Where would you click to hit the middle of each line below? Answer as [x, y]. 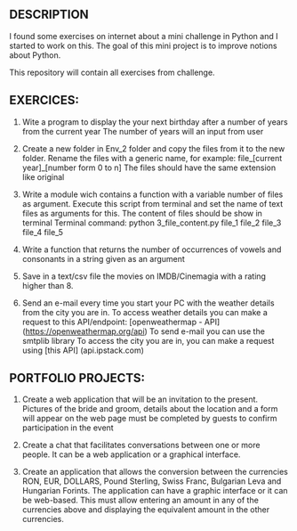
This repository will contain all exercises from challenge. [112, 72]
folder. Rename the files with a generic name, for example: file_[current [152, 158]
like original [43, 176]
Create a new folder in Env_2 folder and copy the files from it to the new [153, 148]
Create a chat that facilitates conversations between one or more [141, 445]
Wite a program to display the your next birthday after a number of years [155, 122]
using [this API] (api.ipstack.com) [83, 350]
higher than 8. [48, 285]
